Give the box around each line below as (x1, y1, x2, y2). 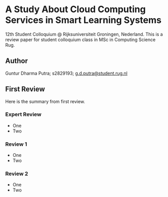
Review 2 (5, 170, 28, 177)
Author (5, 57, 28, 65)
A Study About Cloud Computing (5, 4, 146, 15)
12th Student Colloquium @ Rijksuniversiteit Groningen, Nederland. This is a (5, 31, 163, 37)
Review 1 (5, 141, 27, 148)
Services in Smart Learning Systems (5, 14, 162, 26)
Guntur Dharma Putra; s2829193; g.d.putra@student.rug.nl (5, 70, 128, 76)
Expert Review (5, 111, 41, 118)
